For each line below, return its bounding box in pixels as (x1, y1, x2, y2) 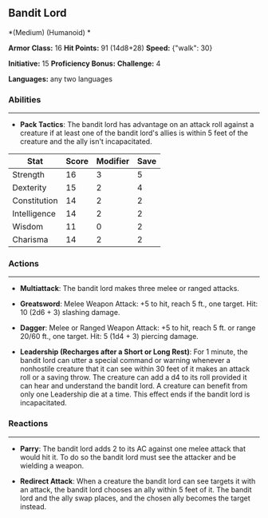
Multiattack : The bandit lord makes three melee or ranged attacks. (19, 284, 239, 293)
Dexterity (12, 182, 47, 193)
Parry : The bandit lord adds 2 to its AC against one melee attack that (19, 444, 246, 453)
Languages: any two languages (8, 74, 113, 83)
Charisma (12, 234, 49, 245)
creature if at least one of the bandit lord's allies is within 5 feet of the (19, 128, 249, 138)
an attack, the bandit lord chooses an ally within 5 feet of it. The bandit (19, 484, 253, 494)
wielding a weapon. (19, 460, 85, 470)
